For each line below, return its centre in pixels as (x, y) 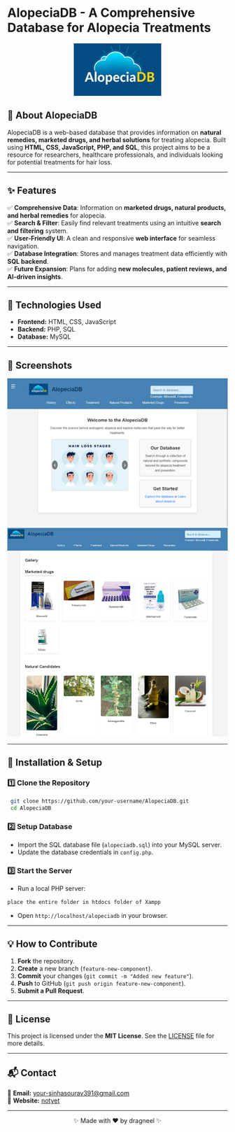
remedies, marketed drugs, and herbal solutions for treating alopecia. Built (116, 140)
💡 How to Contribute (52, 944)
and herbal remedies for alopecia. (57, 215)
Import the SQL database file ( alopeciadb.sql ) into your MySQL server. (120, 844)
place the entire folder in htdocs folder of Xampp (84, 902)
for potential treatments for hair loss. (60, 162)
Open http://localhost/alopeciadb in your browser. (92, 915)
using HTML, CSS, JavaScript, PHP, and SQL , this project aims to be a (109, 147)
